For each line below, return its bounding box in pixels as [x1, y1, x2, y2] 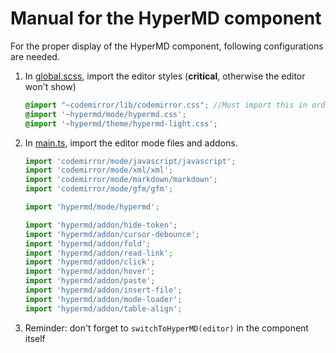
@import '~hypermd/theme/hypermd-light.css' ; [24, 118, 218, 129]
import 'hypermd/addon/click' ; [24, 257, 156, 267]
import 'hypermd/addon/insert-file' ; [24, 285, 183, 296]
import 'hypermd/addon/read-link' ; [24, 248, 174, 258]
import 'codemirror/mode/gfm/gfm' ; [24, 184, 174, 194]
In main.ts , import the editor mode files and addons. [24, 137, 238, 149]
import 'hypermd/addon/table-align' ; [24, 303, 183, 314]
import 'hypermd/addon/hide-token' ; [24, 220, 178, 230]
